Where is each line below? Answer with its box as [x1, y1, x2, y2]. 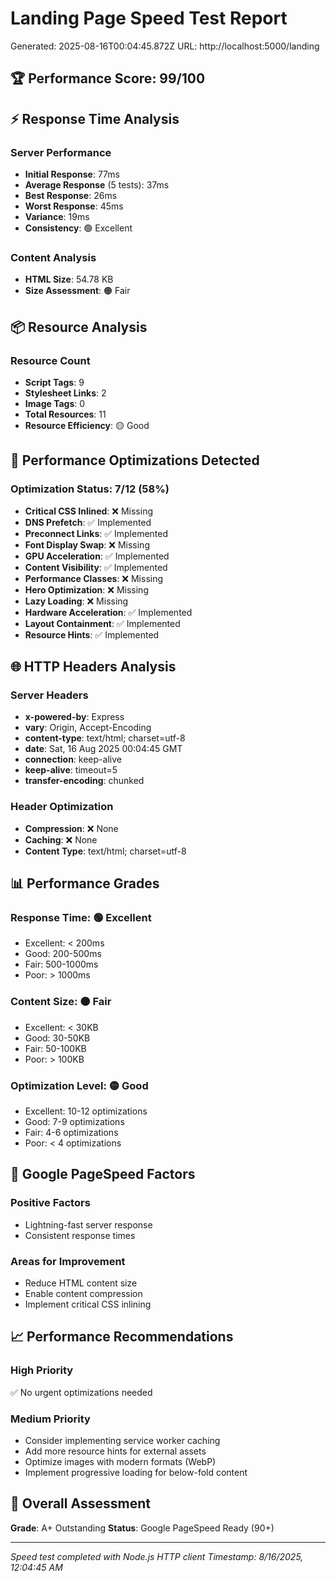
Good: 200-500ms [24, 948, 102, 960]
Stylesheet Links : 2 [24, 387, 107, 399]
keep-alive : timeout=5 [24, 764, 118, 776]
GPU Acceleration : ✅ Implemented [24, 550, 170, 562]
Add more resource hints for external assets [24, 1445, 207, 1457]
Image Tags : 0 [24, 398, 86, 409]
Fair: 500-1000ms [24, 958, 99, 971]
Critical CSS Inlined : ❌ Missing [24, 505, 154, 517]
